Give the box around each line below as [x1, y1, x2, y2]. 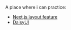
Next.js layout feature [12, 14, 58, 19]
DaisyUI [12, 19, 29, 25]
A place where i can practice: [5, 4, 66, 10]
